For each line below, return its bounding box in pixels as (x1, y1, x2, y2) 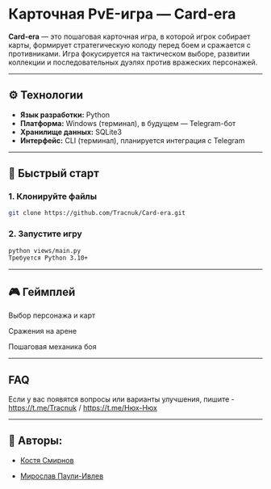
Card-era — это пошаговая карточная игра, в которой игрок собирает (8, 32, 251, 41)
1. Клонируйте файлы (8, 191, 98, 202)
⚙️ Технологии (8, 88, 83, 102)
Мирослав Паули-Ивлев (19, 470, 104, 481)
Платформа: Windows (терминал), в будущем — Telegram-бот (19, 118, 236, 128)
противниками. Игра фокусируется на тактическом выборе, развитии (8, 48, 250, 58)
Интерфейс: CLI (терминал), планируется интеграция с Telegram (19, 135, 245, 145)
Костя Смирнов (19, 455, 74, 465)
